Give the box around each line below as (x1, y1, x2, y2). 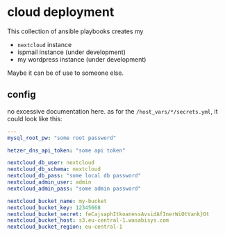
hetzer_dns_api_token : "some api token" (7, 147, 126, 154)
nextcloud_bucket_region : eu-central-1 (7, 223, 123, 231)
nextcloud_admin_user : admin (7, 179, 92, 186)
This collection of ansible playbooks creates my (7, 27, 144, 35)
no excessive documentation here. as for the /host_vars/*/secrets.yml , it (7, 107, 218, 115)
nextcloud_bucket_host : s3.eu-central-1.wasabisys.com (7, 217, 169, 224)
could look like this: (7, 114, 62, 123)
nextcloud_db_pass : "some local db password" (7, 173, 141, 179)
